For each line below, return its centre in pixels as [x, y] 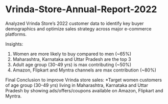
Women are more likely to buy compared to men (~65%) [72, 54]
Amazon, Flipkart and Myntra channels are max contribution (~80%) [85, 70]
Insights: [14, 44]
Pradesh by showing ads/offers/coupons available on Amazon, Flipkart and [84, 90]
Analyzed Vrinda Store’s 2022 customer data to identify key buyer [75, 23]
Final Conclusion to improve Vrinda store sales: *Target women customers [84, 80]
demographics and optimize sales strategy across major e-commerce [78, 28]
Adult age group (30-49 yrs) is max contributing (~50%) [72, 64]
